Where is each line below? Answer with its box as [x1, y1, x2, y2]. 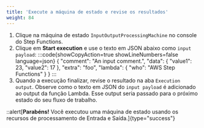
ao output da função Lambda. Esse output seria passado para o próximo [15, 90, 198, 97]
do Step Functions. [15, 38, 63, 45]
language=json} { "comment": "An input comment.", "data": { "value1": [15, 57, 192, 65]
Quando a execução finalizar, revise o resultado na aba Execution [15, 77, 181, 84]
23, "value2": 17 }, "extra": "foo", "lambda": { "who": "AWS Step [15, 63, 176, 71]
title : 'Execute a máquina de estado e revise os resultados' [6, 9, 168, 15]
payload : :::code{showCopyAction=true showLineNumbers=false [15, 51, 179, 58]
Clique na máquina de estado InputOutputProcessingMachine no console [15, 31, 197, 38]
